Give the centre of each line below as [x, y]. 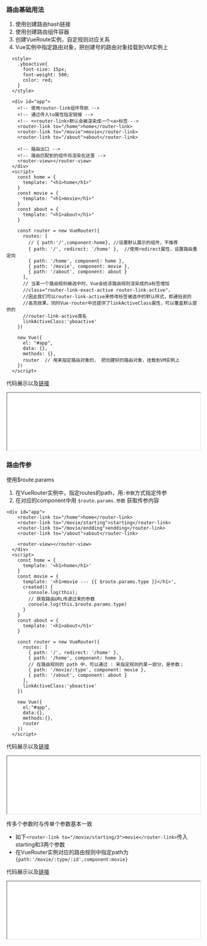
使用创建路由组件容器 [42, 32]
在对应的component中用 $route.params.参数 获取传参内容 [87, 500]
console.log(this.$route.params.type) [78, 604]
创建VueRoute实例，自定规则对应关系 [62, 40]
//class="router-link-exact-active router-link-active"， [98, 290]
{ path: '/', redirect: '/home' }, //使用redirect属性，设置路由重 [113, 250]
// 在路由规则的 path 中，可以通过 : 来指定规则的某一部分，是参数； [107, 664]
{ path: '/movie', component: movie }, [79, 267]
